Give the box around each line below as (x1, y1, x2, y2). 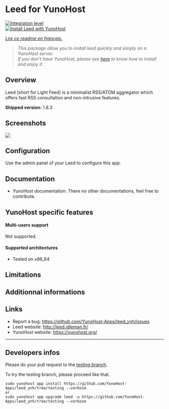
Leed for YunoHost (5, 4, 86, 15)
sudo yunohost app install (5, 381, 62, 386)
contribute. (12, 193, 36, 200)
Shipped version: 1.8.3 (5, 104, 53, 110)
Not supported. (5, 233, 37, 239)
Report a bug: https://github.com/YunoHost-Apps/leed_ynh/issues (12, 318, 150, 324)
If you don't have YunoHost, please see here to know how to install (17, 55, 157, 62)
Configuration (5, 146, 50, 155)
